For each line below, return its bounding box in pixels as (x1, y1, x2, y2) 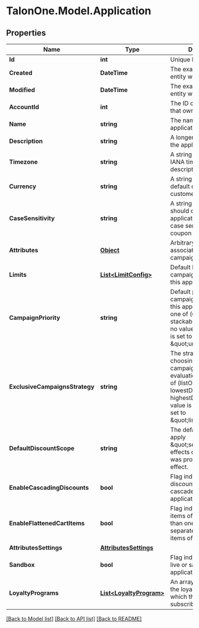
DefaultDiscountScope (9, 444, 75, 452)
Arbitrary (170, 239, 195, 247)
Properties (6, 28, 46, 38)
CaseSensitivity (9, 214, 55, 222)
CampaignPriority (9, 313, 60, 322)
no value (170, 325, 194, 333)
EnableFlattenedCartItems (9, 519, 85, 527)
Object (100, 246, 120, 254)
